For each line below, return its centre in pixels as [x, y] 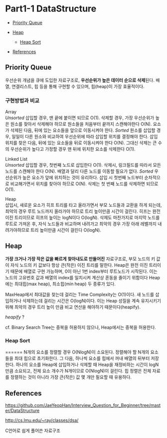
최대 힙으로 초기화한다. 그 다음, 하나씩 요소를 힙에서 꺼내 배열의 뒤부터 [82, 358]
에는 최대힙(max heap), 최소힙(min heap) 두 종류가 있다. [61, 284]
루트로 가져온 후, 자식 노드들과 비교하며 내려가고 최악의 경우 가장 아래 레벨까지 [81, 224]
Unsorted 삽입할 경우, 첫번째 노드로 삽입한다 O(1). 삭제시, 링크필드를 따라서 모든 [83, 165]
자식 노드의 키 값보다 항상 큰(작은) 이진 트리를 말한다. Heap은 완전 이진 [79, 265]
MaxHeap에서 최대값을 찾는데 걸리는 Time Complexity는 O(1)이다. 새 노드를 [80, 294]
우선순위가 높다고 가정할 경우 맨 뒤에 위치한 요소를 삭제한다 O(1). [73, 149]
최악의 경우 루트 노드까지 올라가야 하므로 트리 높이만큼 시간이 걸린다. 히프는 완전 [83, 211]
